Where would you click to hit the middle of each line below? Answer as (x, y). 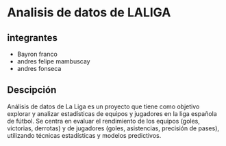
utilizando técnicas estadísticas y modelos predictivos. (84, 135)
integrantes (33, 38)
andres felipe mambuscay (53, 61)
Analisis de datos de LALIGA (89, 13)
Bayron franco (37, 54)
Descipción (32, 90)
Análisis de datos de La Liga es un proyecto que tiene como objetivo (103, 106)
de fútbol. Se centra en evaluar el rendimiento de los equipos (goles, (104, 121)
